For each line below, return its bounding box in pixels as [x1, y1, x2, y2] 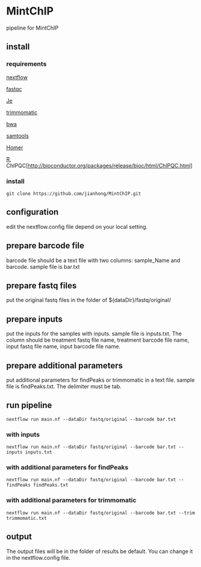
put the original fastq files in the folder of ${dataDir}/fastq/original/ [6, 296, 172, 304]
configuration [6, 207, 59, 217]
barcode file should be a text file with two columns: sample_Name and [6, 257, 181, 264]
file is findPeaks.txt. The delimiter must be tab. [6, 382, 122, 390]
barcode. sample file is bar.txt [6, 263, 80, 270]
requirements [6, 60, 47, 68]
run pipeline [6, 400, 52, 411]
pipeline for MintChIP [6, 24, 59, 31]
